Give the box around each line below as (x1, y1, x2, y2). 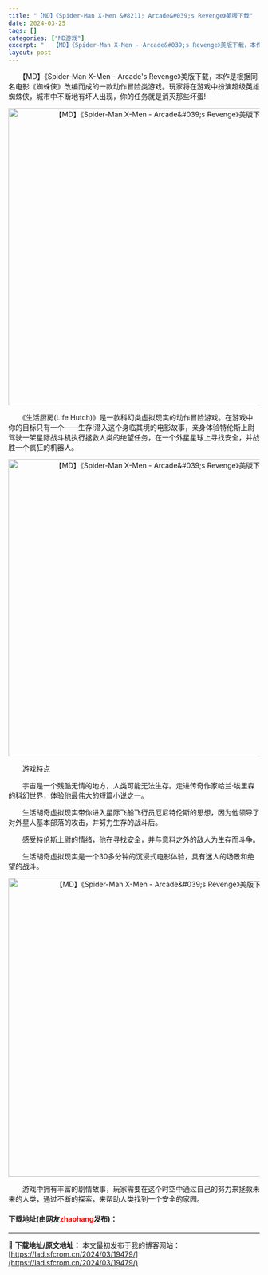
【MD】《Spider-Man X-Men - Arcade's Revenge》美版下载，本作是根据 (22, 72, 251, 81)
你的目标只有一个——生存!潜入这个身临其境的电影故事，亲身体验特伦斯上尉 (8, 423, 255, 432)
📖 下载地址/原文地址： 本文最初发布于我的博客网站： (8, 1241, 181, 1250)
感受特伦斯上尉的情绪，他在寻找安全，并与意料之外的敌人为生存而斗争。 (22, 835, 260, 844)
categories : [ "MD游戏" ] (8, 34, 85, 42)
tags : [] (8, 26, 37, 34)
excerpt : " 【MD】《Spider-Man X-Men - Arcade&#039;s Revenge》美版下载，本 (8, 41, 257, 49)
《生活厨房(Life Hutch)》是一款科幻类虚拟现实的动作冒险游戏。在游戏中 (22, 412, 254, 422)
